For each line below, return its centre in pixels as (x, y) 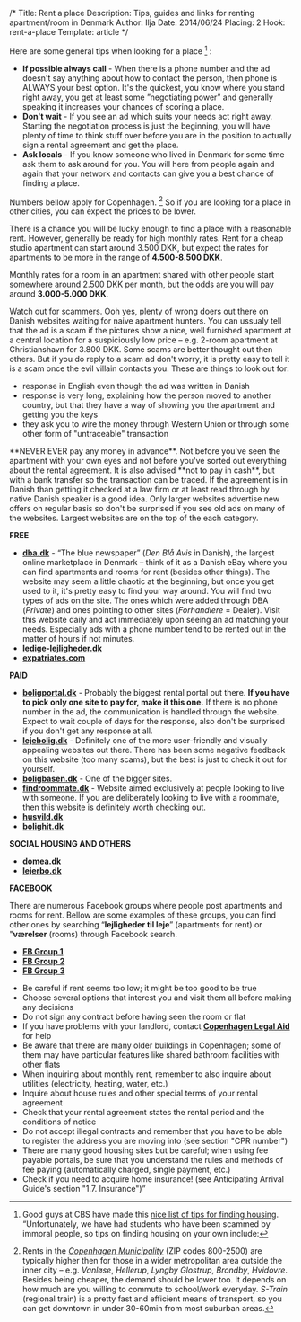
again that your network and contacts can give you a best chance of (148, 173)
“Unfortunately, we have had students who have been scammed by (146, 1224)
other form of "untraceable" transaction (95, 434)
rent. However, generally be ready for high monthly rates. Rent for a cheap (146, 238)
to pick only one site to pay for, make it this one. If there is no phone (150, 702)
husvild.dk (43, 817)
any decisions (48, 1007)
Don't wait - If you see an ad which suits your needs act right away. (147, 116)
